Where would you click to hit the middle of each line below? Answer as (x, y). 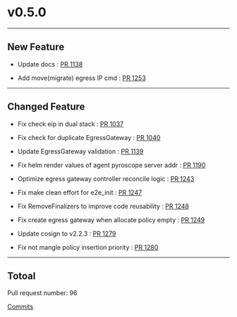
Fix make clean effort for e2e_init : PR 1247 (80, 192)
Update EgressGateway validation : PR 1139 (80, 151)
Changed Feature (46, 107)
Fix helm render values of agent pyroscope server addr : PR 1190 (111, 165)
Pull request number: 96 (42, 293)
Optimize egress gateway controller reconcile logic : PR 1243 (106, 178)
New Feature (36, 47)
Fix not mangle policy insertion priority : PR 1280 (88, 247)
